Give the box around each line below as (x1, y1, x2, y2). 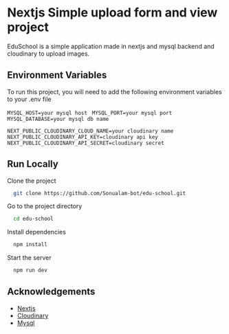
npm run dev (13, 267, 48, 274)
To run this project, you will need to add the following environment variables (7, 87, 222, 96)
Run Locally (7, 158, 58, 170)
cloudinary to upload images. (7, 49, 90, 58)
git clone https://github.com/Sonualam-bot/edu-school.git (13, 190, 186, 197)
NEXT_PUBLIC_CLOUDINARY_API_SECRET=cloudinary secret (7, 140, 165, 146)
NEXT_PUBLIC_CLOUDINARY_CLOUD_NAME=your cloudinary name (7, 127, 174, 135)
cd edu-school (13, 215, 54, 223)
